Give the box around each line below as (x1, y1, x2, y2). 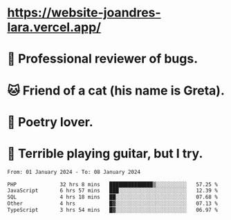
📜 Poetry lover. (7, 114, 93, 130)
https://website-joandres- (7, 5, 161, 21)
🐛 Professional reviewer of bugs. (7, 51, 198, 67)
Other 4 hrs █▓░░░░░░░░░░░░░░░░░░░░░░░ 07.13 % (7, 200, 218, 208)
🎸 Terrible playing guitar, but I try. (7, 146, 203, 161)
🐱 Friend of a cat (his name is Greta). (7, 83, 225, 98)
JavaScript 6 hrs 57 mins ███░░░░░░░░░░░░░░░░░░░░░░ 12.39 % (7, 188, 218, 194)
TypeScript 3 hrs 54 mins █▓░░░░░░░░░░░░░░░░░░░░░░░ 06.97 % (7, 207, 218, 214)
